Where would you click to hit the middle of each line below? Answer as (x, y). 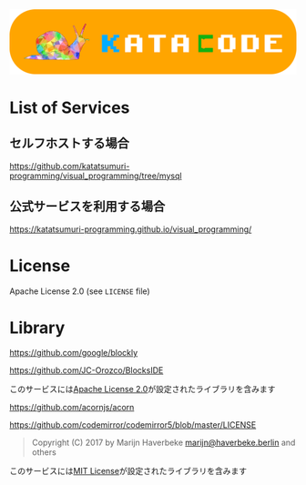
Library (37, 328)
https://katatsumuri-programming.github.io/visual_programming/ (131, 229)
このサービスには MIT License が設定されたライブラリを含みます (128, 471)
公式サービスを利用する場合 (87, 207)
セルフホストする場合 (69, 143)
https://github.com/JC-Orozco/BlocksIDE (87, 370)
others (44, 452)
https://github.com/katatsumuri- (70, 166)
